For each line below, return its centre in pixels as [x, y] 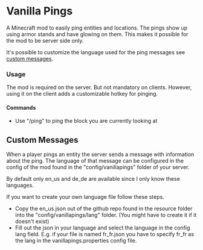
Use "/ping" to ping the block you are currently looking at [86, 121]
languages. [20, 186]
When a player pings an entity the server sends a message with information [100, 154]
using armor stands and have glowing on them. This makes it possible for [97, 34]
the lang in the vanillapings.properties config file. [76, 241]
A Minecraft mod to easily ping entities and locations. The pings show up [97, 28]
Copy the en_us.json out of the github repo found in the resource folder [104, 208]
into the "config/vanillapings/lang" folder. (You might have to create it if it [106, 215]
